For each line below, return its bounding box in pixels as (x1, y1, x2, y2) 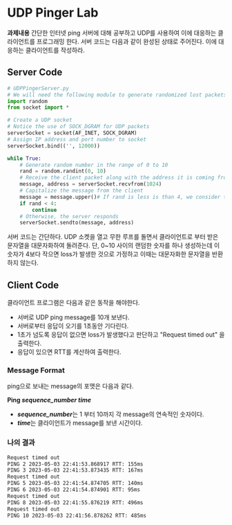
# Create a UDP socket (7, 116, 72, 124)
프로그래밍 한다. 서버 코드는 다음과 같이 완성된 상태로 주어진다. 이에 (37, 37, 217, 46)
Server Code (7, 66, 63, 78)
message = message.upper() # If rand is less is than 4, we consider (19, 193, 221, 200)
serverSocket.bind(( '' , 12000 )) (7, 142, 100, 150)
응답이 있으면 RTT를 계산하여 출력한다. (17, 348, 122, 356)
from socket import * (7, 104, 70, 112)
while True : (7, 154, 41, 162)
